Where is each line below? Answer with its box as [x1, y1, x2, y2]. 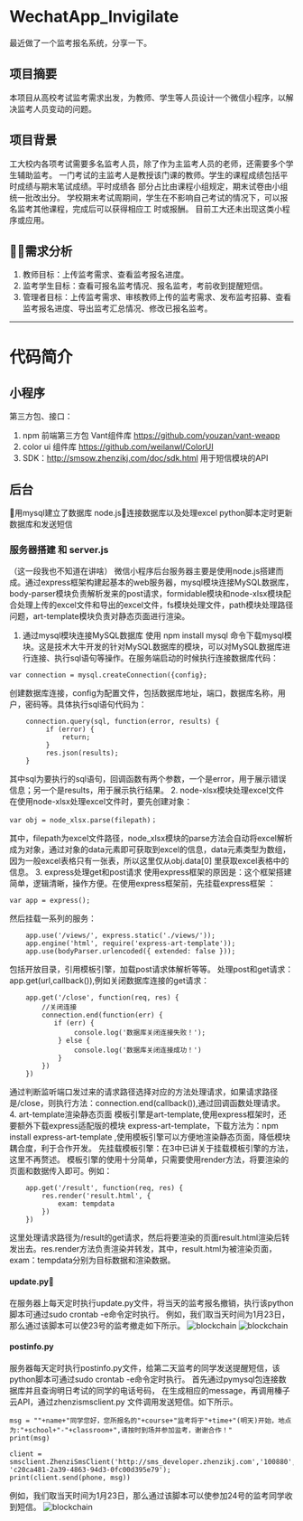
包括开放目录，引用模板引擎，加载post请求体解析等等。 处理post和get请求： [9, 964, 294, 975]
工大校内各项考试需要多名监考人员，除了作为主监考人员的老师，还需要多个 [9, 158, 286, 169]
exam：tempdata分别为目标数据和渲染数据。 [9, 1254, 176, 1266]
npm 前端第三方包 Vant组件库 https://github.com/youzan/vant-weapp [22, 430, 280, 441]
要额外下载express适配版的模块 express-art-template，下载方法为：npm [9, 1121, 279, 1131]
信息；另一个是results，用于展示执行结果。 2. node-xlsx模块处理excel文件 [9, 784, 285, 796]
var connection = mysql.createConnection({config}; [9, 671, 207, 680]
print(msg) [9, 1433, 50, 1442]
